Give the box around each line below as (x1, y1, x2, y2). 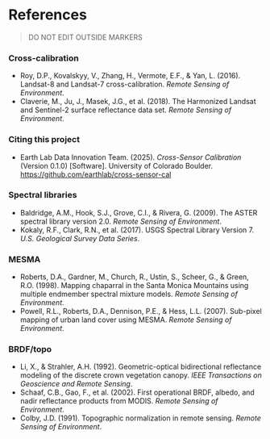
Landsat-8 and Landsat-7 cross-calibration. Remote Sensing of (19, 79, 230, 90)
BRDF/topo (8, 344, 52, 355)
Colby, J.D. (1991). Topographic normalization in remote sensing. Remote (19, 413, 262, 423)
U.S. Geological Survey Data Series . (19, 233, 140, 243)
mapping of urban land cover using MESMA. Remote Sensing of (19, 315, 232, 324)
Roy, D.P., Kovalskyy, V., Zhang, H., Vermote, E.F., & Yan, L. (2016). (19, 71, 241, 81)
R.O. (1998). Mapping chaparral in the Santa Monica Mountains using (19, 281, 249, 291)
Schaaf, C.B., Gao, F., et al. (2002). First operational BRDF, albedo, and (19, 387, 255, 397)
